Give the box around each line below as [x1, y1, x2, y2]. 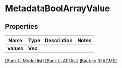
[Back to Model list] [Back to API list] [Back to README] [5, 58, 117, 64]
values [7, 45, 23, 52]
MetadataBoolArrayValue [5, 3, 110, 14]
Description [44, 37, 73, 44]
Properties [5, 23, 38, 31]
